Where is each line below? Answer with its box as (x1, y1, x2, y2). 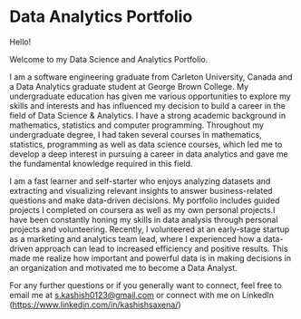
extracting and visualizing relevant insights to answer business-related (9, 185, 274, 196)
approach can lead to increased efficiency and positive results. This (34, 243, 288, 254)
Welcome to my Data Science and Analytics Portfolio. (9, 53, 209, 64)
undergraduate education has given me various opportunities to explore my (9, 91, 292, 101)
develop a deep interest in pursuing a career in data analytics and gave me (9, 148, 288, 159)
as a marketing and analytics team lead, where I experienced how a (9, 233, 261, 244)
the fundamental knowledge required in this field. (9, 158, 193, 169)
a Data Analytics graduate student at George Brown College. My (9, 81, 249, 92)
